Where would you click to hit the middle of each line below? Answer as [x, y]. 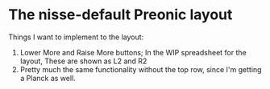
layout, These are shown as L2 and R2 [83, 61]
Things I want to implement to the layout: [76, 37]
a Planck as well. [48, 78]
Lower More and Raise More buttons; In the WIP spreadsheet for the [133, 52]
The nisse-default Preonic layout [120, 15]
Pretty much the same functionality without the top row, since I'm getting [141, 69]
